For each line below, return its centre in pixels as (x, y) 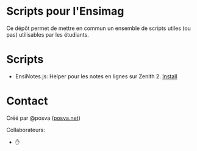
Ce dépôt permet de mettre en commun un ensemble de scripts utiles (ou (99, 28)
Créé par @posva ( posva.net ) (44, 118)
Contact (27, 101)
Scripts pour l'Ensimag (65, 11)
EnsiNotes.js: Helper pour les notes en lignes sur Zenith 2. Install (96, 76)
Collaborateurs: (26, 130)
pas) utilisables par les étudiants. (48, 34)
